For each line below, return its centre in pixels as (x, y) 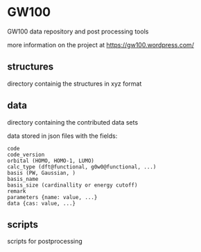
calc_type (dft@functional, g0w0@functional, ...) (82, 167)
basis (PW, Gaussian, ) (42, 173)
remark (17, 191)
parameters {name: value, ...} (52, 197)
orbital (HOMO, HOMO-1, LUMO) (51, 161)
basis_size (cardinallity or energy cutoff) (72, 185)
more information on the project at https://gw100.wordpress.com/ (101, 45)
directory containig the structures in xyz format (75, 84)
